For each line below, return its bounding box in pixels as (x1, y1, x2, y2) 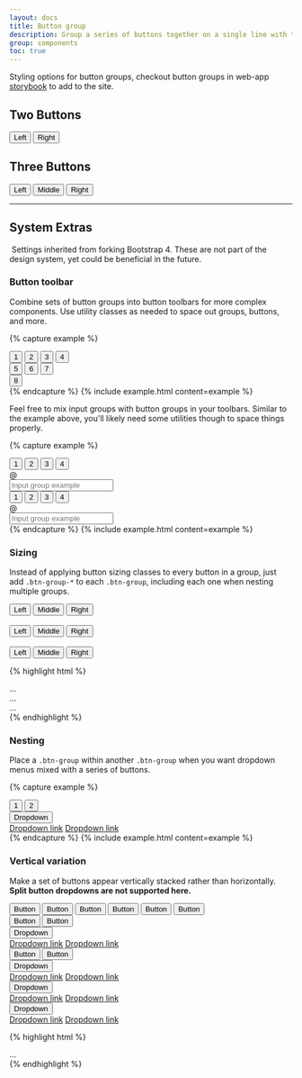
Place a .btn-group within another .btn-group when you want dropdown (9, 755, 276, 765)
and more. (9, 315, 48, 326)
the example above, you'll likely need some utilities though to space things (9, 412, 285, 423)
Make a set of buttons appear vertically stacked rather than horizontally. (9, 875, 277, 886)
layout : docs (9, 13, 58, 23)
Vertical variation (9, 855, 87, 867)
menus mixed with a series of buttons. (9, 765, 151, 775)
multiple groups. (9, 586, 70, 597)
